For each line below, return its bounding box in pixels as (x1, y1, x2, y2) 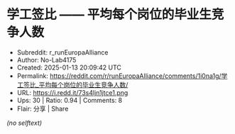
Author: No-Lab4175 (16, 55, 77, 64)
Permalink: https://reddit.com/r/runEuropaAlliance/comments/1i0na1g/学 (16, 72, 228, 80)
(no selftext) (6, 118, 43, 127)
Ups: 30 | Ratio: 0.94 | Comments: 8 (16, 96, 123, 104)
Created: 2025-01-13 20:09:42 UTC (16, 63, 122, 72)
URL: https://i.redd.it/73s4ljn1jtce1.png (16, 88, 129, 96)
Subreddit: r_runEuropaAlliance (16, 48, 109, 57)
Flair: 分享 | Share (16, 104, 69, 113)
